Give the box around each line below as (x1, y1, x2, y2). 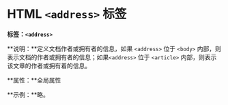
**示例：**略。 (7, 90, 50, 99)
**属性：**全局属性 (7, 76, 61, 84)
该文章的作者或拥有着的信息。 (7, 61, 91, 70)
